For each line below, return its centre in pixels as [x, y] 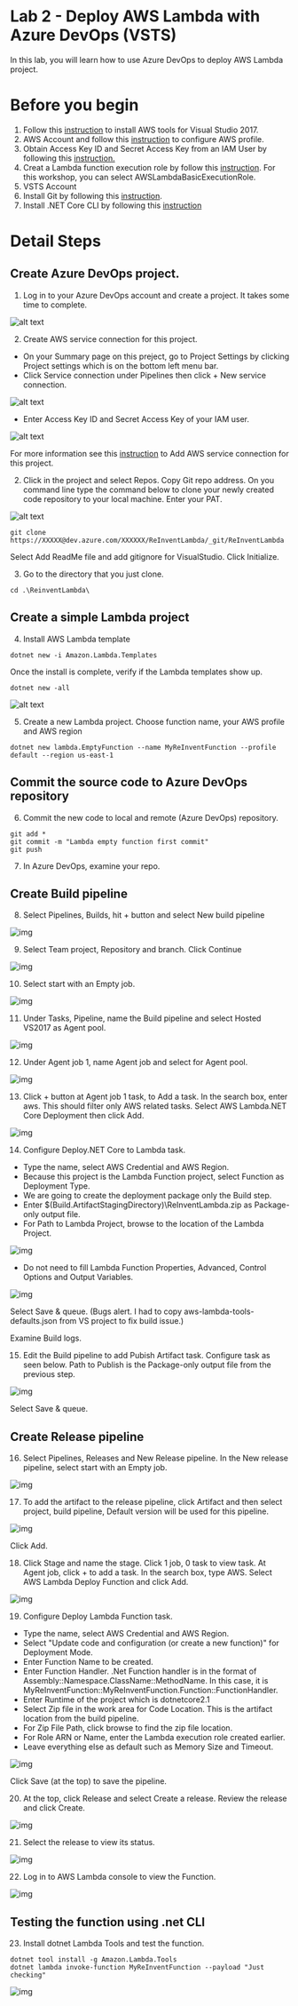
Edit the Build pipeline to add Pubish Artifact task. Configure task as [146, 1356]
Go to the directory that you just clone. [93, 574]
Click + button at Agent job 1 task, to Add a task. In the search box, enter [155, 1097]
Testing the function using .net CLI [108, 1922]
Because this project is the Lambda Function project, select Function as [153, 1177]
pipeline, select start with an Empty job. [95, 1468]
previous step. [49, 1374]
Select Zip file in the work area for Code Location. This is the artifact [148, 1709]
